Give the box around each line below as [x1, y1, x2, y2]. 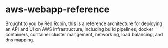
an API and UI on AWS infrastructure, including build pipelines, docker [5, 26, 154, 32]
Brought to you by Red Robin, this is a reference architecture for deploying [5, 20, 163, 27]
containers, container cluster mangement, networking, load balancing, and [5, 31, 163, 37]
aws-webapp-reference [5, 4, 110, 15]
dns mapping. [5, 37, 34, 43]
